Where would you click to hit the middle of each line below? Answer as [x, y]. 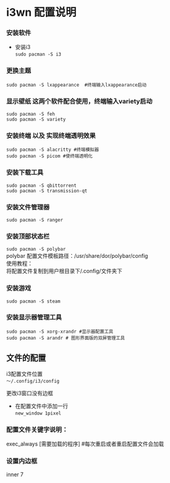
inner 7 [15, 475]
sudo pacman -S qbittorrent [42, 185]
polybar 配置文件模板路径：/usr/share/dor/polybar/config [77, 256]
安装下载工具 [25, 172]
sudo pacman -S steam [33, 301]
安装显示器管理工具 [34, 317]
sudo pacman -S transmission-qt [47, 191]
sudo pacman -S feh [31, 114]
